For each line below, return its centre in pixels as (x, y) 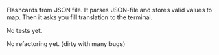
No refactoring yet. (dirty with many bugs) (66, 44)
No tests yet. (24, 31)
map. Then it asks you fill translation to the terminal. (80, 17)
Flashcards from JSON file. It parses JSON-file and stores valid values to (109, 10)
